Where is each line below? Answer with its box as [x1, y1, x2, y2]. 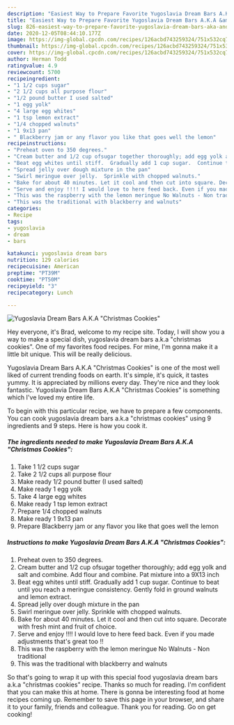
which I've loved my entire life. [7, 393, 95, 402]
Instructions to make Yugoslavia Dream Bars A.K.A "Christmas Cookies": [7, 538, 226, 546]
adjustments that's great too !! [17, 637, 104, 646]
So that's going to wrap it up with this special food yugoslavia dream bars [7, 673, 218, 682]
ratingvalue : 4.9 [7, 62, 58, 69]
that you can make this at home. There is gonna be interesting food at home [7, 688, 225, 696]
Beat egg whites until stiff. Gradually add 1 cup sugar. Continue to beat [17, 578, 219, 587]
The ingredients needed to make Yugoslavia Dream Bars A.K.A [7, 437, 194, 446]
